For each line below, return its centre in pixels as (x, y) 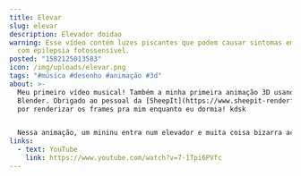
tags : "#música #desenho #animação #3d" (86, 76)
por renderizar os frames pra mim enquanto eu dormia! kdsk (132, 109)
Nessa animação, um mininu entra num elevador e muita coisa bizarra (150, 133)
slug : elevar (34, 26)
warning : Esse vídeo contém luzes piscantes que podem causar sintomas (146, 42)
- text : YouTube (47, 150)
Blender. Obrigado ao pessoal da (80, 101)
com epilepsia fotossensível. (73, 51)
